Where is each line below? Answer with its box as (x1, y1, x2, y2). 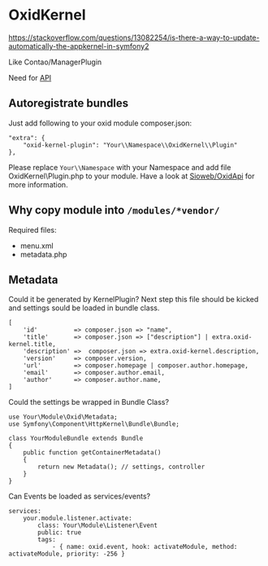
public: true (37, 529, 82, 537)
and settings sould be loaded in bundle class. (8, 303, 160, 313)
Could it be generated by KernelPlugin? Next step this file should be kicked (8, 295, 259, 305)
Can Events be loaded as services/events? (8, 491, 151, 502)
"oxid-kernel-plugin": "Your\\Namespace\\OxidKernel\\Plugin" (23, 141, 238, 149)
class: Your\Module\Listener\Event (37, 521, 158, 530)
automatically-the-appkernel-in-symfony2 (8, 41, 149, 50)
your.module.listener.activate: (23, 515, 132, 523)
